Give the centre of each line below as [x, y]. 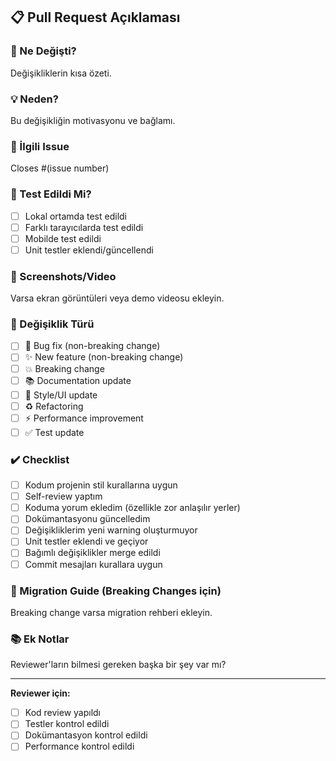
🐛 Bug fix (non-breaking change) [92, 346]
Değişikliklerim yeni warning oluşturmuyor [111, 530]
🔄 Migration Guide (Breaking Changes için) [116, 591]
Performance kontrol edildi [79, 746]
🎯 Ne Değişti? [43, 51]
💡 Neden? [34, 99]
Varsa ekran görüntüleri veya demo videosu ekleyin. [117, 298]
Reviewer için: [40, 693]
